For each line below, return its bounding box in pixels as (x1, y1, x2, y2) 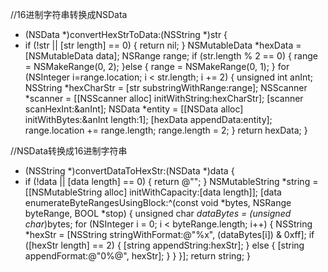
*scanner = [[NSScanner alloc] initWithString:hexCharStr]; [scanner (24, 93, 304, 104)
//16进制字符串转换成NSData (10, 9, 128, 20)
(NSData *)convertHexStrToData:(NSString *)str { (24, 29, 228, 40)
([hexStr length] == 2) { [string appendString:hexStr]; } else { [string (24, 239, 305, 251)
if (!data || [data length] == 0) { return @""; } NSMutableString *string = (24, 176, 319, 187)
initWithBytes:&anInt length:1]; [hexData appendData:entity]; (24, 114, 273, 125)
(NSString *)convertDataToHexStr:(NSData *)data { (24, 165, 235, 177)
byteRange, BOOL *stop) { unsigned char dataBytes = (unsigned (24, 208, 292, 219)
